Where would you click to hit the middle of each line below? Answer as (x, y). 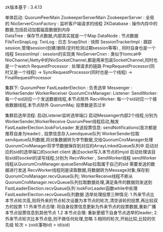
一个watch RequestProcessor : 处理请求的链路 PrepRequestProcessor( (80, 66)
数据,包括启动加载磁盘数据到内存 (38, 30)
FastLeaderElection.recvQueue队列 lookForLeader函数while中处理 (71, 188)
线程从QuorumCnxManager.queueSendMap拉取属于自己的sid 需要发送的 (78, 164)
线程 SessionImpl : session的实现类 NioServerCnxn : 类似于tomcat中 (73, 54)
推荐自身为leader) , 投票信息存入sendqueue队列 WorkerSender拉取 (72, 134)
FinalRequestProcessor (28, 78)
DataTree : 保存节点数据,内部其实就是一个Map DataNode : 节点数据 (72, 36)
